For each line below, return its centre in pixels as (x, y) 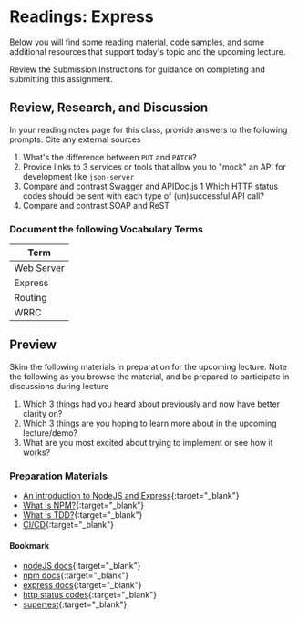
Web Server (40, 268)
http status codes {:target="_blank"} (90, 595)
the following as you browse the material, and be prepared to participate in (149, 377)
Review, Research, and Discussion (109, 108)
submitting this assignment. (62, 78)
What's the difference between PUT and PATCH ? (110, 157)
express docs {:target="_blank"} (82, 585)
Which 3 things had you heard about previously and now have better (151, 404)
